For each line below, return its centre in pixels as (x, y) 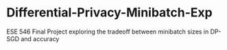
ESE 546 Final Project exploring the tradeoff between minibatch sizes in (108, 32)
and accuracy (40, 38)
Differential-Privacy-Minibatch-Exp (110, 13)
